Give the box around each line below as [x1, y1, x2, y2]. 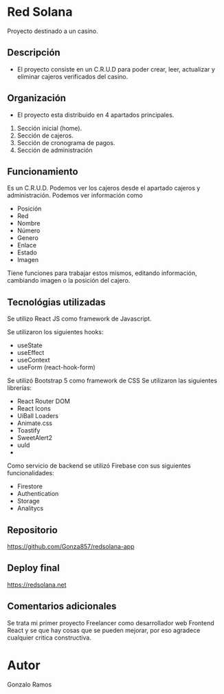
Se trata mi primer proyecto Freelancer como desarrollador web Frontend [7, 618, 214, 627]
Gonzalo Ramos [7, 680, 52, 688]
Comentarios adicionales [7, 600, 117, 612]
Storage [16, 497, 40, 506]
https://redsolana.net [7, 581, 67, 589]
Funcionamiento [7, 166, 78, 177]
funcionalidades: [7, 469, 55, 477]
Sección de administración [16, 146, 93, 154]
